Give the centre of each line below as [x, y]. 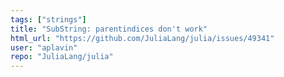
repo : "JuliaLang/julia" [62, 57]
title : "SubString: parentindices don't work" [109, 29]
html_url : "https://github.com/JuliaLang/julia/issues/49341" [142, 38]
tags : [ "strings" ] [48, 19]
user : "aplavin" [44, 47]
